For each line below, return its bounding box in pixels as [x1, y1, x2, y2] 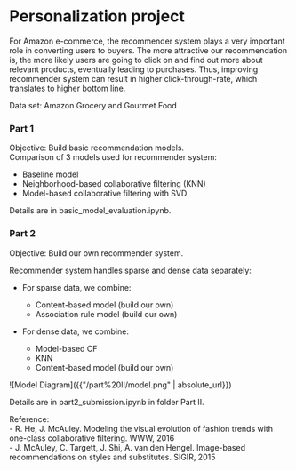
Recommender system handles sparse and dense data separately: [9, 265, 252, 275]
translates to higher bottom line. [9, 83, 126, 93]
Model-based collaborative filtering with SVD [21, 188, 188, 199]
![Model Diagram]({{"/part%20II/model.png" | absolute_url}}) [9, 379, 232, 390]
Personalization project [9, 6, 185, 27]
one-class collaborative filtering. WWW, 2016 [9, 433, 175, 443]
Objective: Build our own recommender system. [9, 247, 184, 259]
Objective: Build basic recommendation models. [9, 142, 185, 153]
